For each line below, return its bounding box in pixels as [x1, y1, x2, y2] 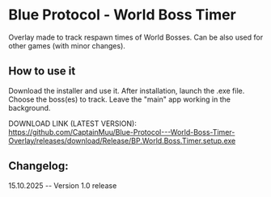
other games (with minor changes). [8, 40, 125, 50]
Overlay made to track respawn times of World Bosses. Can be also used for [8, 32, 264, 42]
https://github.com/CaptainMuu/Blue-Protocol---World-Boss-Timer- [8, 127, 235, 136]
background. [8, 103, 51, 112]
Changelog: [8, 159, 69, 173]
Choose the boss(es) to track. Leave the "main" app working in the [8, 94, 231, 104]
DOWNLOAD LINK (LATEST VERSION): [8, 119, 138, 128]
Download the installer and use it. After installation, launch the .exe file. [8, 86, 245, 95]
